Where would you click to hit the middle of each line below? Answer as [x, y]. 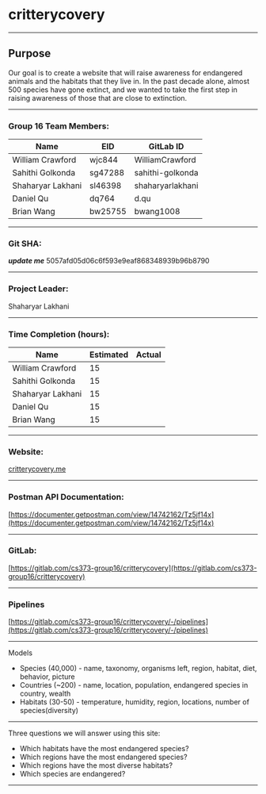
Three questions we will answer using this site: [84, 733]
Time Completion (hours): [59, 334]
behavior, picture [47, 677]
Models [21, 653]
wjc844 [104, 160]
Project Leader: [38, 289]
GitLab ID [166, 147]
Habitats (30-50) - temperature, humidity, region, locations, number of [134, 702]
